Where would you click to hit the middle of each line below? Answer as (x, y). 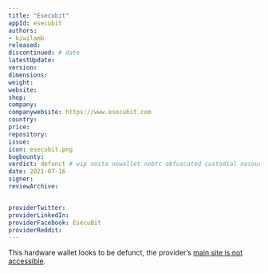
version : (23, 68)
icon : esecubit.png (41, 149)
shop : (17, 97)
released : (25, 45)
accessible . (27, 261)
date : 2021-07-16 (37, 172)
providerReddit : (35, 230)
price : (19, 127)
